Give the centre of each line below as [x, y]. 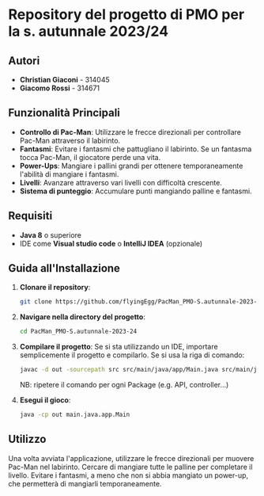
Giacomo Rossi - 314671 [60, 88]
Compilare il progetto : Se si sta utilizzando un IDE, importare [119, 347]
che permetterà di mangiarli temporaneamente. [85, 483]
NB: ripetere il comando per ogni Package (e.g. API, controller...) [124, 385]
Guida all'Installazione [64, 268]
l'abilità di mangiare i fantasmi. [69, 174]
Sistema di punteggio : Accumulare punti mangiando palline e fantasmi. [136, 191]
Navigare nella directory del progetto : [83, 317]
